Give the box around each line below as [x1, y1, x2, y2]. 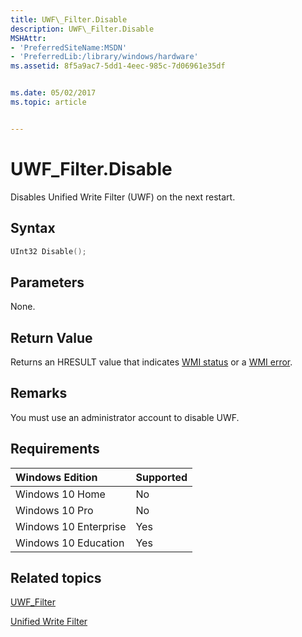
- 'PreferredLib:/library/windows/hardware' [10, 52, 199, 62]
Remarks [10, 385, 68, 402]
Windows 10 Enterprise [15, 519, 127, 533]
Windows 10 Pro [15, 503, 94, 517]
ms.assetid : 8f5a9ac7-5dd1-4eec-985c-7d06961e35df [10, 61, 226, 71]
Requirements [10, 441, 100, 458]
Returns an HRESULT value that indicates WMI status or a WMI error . [10, 356, 293, 368]
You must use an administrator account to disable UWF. [10, 411, 240, 423]
